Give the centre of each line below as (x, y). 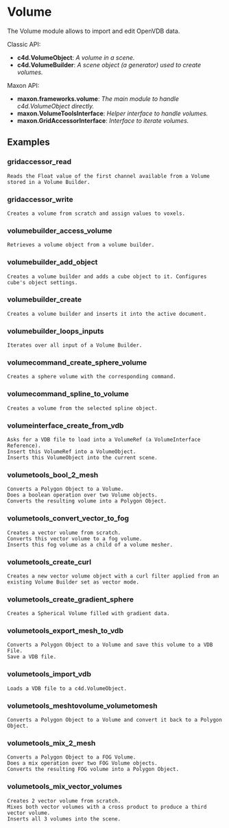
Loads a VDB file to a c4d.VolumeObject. (67, 688)
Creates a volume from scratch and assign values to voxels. (96, 214)
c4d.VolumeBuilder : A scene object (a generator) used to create (109, 65)
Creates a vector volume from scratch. (64, 533)
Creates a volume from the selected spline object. (82, 408)
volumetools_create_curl (49, 562)
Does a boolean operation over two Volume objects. (82, 495)
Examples (28, 142)
